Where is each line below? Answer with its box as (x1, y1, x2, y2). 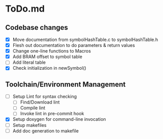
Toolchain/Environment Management (5, 80, 126, 88)
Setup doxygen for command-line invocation (12, 116, 106, 122)
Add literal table (12, 59, 46, 66)
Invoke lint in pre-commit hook (20, 111, 84, 117)
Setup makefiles (12, 122, 47, 128)
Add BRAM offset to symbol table (12, 54, 83, 60)
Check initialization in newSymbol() (12, 65, 86, 71)
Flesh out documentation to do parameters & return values (12, 42, 136, 49)
